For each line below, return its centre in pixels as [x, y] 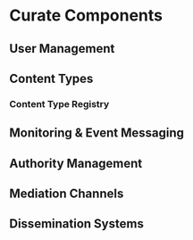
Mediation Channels [67, 194]
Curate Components [86, 16]
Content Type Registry [59, 103]
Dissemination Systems [77, 224]
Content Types [51, 78]
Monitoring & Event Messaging [97, 133]
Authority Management [76, 163]
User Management [62, 49]
